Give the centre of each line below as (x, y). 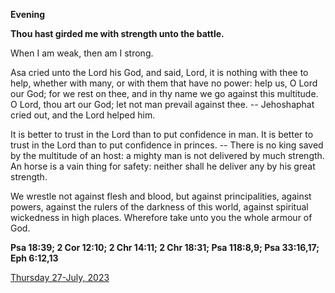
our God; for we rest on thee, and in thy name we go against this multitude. (164, 93)
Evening (28, 14)
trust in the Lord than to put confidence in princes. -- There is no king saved (167, 145)
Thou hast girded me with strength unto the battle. (117, 33)
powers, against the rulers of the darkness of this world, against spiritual (159, 207)
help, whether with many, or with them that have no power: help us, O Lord (164, 83)
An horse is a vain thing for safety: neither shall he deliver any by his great (163, 166)
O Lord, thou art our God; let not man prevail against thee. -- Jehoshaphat (162, 104)
